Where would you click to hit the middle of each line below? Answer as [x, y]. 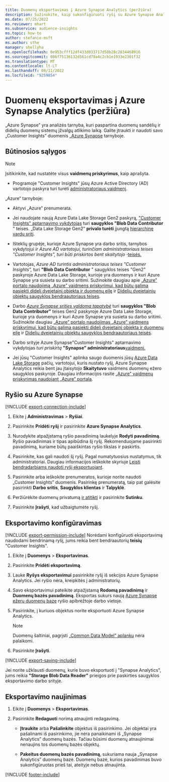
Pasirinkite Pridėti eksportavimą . [47, 565]
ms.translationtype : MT [30, 61]
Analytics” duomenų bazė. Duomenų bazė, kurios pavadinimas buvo [91, 760]
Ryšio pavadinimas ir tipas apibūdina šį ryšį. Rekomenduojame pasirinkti [87, 442]
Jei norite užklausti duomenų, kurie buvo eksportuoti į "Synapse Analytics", [83, 670]
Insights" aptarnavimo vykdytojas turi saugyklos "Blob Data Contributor [88, 223]
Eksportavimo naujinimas [46, 697]
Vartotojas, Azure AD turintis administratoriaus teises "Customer [79, 264]
